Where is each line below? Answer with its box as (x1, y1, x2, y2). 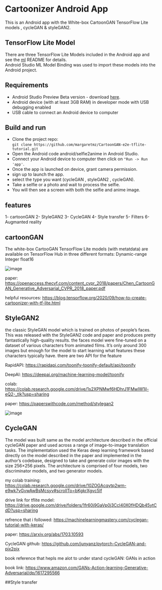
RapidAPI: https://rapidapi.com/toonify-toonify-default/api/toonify (5, 362, 136, 368)
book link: (5, 564, 25, 571)
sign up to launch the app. (12, 171, 64, 178)
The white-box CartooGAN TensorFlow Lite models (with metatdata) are (5, 246, 148, 252)
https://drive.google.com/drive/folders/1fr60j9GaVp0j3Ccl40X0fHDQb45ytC (5, 502, 157, 508)
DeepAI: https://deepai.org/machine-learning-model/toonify (5, 371, 124, 377)
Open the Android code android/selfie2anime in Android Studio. (12, 151, 139, 157)
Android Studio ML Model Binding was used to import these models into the (5, 62, 156, 67)
